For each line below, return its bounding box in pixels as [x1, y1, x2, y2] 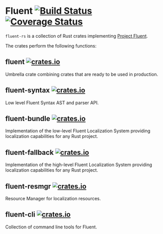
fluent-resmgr [5, 182, 51, 191]
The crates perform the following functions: [5, 42, 97, 49]
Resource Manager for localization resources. [5, 196, 101, 201]
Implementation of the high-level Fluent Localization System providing [5, 161, 152, 168]
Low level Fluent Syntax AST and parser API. [5, 100, 99, 106]
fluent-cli [5, 210, 36, 219]
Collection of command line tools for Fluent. [5, 224, 97, 230]
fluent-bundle [5, 114, 50, 123]
